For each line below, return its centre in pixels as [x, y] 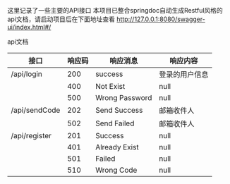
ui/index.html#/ [29, 27]
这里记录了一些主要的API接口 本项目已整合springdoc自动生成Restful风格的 [115, 10]
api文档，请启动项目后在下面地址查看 [61, 19]
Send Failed [115, 123]
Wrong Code [116, 170]
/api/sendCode [36, 110]
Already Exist [117, 147]
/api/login [26, 74]
